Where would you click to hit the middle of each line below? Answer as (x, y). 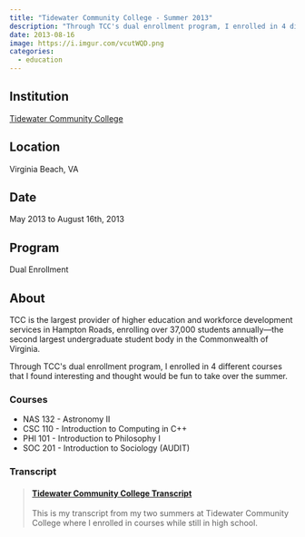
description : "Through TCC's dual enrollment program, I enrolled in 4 (148, 26)
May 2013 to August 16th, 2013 (67, 220)
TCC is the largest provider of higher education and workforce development (151, 320)
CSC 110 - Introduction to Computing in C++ (105, 429)
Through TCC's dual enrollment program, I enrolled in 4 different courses (146, 366)
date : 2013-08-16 (42, 34)
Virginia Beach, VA (44, 169)
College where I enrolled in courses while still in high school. (145, 523)
